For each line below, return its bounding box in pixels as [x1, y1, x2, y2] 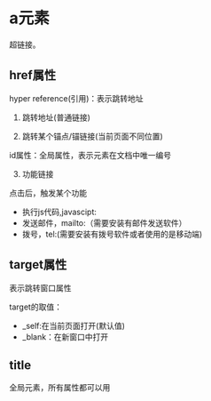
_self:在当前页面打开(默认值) [21, 320, 126, 331]
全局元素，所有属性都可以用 [9, 382, 111, 393]
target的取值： [9, 301, 62, 312]
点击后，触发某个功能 [9, 188, 87, 198]
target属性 [9, 257, 67, 272]
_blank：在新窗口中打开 [21, 331, 109, 342]
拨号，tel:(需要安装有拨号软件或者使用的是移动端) [21, 229, 203, 239]
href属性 [9, 68, 56, 83]
